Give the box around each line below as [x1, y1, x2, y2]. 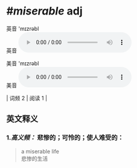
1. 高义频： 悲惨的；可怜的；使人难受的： [6, 134, 124, 142]
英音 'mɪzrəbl [6, 25, 39, 32]
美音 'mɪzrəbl [6, 59, 39, 67]
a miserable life [21, 147, 59, 155]
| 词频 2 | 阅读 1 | [6, 94, 47, 102]
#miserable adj [6, 4, 83, 18]
